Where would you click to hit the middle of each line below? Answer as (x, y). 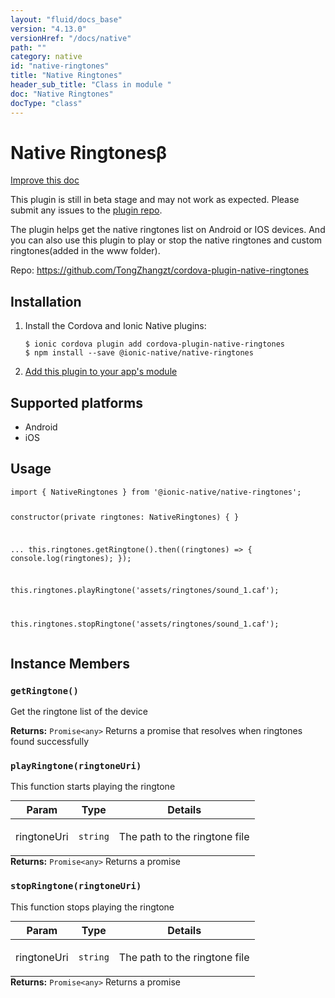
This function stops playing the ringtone (92, 907)
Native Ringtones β (89, 152)
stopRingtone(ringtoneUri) (76, 886)
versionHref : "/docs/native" (71, 38)
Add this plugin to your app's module (101, 372)
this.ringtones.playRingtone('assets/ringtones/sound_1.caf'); (145, 591)
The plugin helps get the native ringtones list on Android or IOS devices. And (168, 230)
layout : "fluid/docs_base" (66, 19)
